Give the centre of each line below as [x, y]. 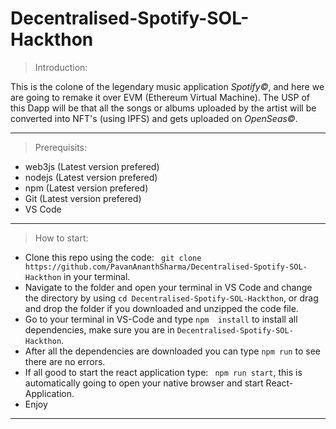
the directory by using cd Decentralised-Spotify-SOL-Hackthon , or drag [171, 298]
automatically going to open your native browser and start [144, 383]
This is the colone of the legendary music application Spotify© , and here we [167, 86]
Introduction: [61, 67]
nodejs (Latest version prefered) [91, 177]
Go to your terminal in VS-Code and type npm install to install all [161, 319]
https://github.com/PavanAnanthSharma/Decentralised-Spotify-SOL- [166, 267]
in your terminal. [97, 276]
